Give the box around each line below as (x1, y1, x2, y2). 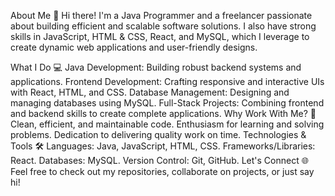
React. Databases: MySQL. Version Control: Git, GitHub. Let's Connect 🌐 (10, 155, 309, 166)
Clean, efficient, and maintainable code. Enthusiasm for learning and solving (10, 118, 325, 130)
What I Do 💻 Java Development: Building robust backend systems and (10, 61, 302, 73)
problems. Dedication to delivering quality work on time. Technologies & (10, 129, 307, 140)
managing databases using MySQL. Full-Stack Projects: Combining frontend (10, 97, 325, 109)
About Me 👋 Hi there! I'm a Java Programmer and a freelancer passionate (10, 10, 313, 21)
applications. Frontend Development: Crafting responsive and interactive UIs (10, 76, 325, 87)
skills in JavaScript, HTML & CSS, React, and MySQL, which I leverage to (10, 31, 310, 42)
